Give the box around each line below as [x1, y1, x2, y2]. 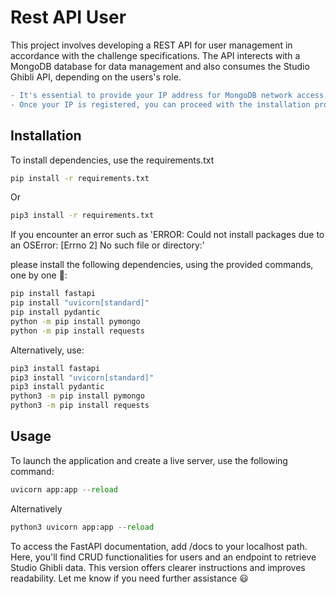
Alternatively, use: [10, 344, 85, 356]
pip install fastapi [10, 289, 97, 299]
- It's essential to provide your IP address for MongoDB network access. [10, 90, 329, 100]
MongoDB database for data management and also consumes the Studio [10, 60, 310, 72]
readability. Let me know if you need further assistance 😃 [10, 572, 249, 584]
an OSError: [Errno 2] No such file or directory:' [10, 239, 206, 251]
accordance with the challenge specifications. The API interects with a [10, 49, 301, 61]
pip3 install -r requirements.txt [10, 211, 155, 221]
